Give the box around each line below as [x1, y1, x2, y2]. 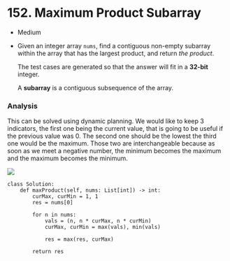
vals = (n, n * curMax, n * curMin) [44, 218, 152, 225]
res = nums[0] [32, 199, 73, 206]
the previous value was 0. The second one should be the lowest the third [7, 132, 217, 141]
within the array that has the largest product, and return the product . [17, 49, 215, 57]
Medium [17, 28, 42, 36]
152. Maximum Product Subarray [7, 5, 201, 21]
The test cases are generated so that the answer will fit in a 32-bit [17, 62, 208, 71]
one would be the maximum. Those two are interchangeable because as [7, 139, 215, 148]
